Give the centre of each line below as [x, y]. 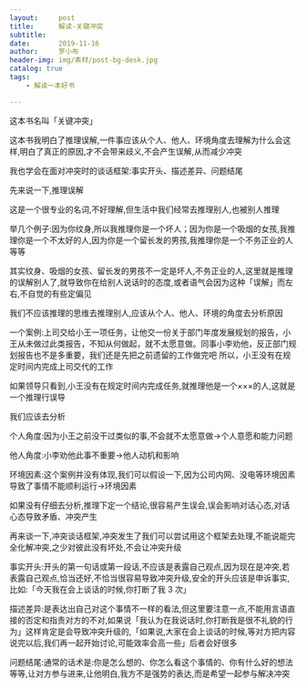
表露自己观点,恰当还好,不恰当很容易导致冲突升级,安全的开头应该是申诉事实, [150, 578]
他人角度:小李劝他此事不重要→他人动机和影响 [94, 455]
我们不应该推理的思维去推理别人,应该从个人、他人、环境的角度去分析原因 [147, 313]
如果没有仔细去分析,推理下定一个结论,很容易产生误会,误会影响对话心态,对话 [150, 505]
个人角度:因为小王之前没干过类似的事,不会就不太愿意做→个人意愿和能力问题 [151, 435]
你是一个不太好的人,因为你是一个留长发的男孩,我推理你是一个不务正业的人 [155, 240]
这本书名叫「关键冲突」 [53, 120]
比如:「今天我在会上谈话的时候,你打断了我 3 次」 [100, 589]
